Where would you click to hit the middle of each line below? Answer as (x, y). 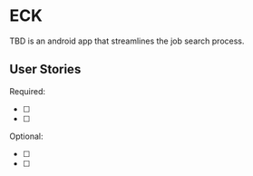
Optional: (26, 136)
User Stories (45, 69)
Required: (28, 91)
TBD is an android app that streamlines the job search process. (127, 41)
